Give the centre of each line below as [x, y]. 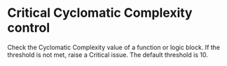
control [29, 28]
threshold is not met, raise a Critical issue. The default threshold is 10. [108, 55]
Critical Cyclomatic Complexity [100, 13]
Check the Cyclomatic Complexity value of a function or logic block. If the [114, 47]
